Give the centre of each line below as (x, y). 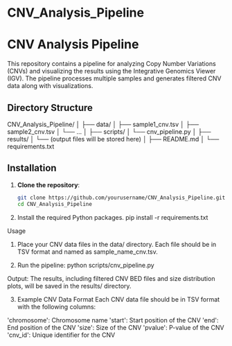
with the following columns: (56, 306)
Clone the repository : (48, 184)
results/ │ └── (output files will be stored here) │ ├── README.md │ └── (113, 139)
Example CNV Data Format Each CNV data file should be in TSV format (118, 299)
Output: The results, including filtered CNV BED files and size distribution (111, 278)
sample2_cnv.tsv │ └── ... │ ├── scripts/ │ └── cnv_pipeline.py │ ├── (109, 131)
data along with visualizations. (50, 86)
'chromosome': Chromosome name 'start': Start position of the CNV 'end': (113, 320)
